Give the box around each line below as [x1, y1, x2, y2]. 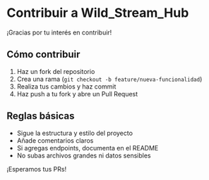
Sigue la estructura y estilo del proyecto [16, 129, 133, 137]
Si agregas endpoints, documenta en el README [16, 143, 159, 152]
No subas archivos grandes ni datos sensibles [16, 151, 151, 160]
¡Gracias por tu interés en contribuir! [6, 28, 112, 37]
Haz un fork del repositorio [16, 67, 95, 75]
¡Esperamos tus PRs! [6, 165, 67, 173]
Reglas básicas [6, 110, 75, 122]
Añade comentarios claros [16, 136, 94, 145]
